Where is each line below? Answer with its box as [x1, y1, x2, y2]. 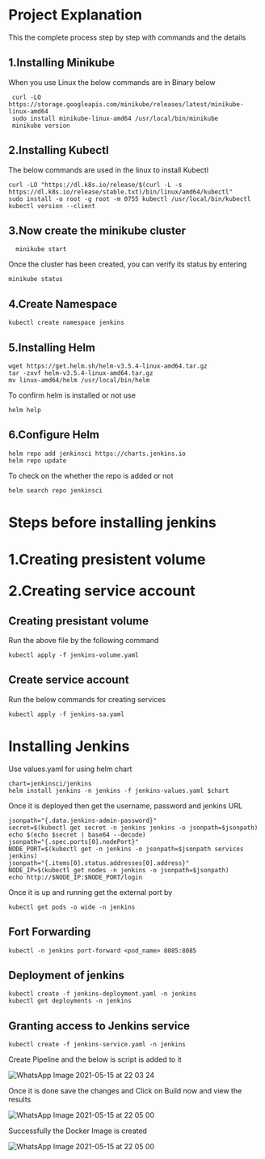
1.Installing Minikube [8, 56, 116, 70]
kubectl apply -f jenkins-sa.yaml [8, 710, 125, 718]
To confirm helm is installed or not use [8, 390, 136, 400]
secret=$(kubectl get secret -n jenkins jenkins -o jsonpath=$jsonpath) [8, 824, 259, 832]
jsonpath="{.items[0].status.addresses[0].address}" [8, 859, 190, 867]
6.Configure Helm [8, 428, 99, 442]
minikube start [15, 245, 67, 254]
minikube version [11, 121, 70, 130]
